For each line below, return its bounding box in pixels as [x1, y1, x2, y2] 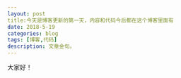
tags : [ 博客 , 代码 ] [7, 37, 58, 44]
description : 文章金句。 [7, 43, 76, 50]
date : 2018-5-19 [7, 23, 55, 30]
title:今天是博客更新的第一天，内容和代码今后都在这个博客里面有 [7, 17, 174, 24]
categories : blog [7, 30, 59, 37]
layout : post [7, 10, 46, 18]
